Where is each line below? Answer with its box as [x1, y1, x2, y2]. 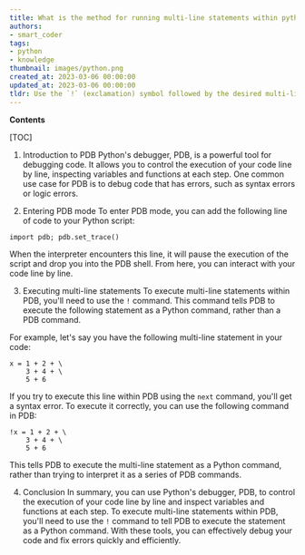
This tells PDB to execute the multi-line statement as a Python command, [9, 459, 282, 470]
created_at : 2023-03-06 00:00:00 [9, 73, 136, 82]
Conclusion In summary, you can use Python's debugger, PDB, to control [22, 486, 296, 497]
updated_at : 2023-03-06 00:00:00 [9, 81, 136, 90]
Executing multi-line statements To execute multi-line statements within [22, 285, 290, 296]
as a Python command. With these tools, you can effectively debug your [22, 525, 293, 536]
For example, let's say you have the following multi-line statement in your [9, 332, 283, 343]
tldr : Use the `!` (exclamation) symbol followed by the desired [9, 89, 261, 98]
